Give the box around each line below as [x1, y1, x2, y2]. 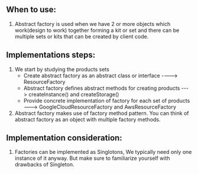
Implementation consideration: [6, 133, 122, 143]
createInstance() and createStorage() [28, 91, 119, 98]
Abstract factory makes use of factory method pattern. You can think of [14, 109, 189, 117]
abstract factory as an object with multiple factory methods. [14, 116, 161, 123]
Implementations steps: [6, 50, 96, 60]
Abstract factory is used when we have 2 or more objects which [14, 20, 171, 27]
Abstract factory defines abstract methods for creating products [23, 84, 180, 91]
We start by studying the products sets [14, 65, 109, 73]
